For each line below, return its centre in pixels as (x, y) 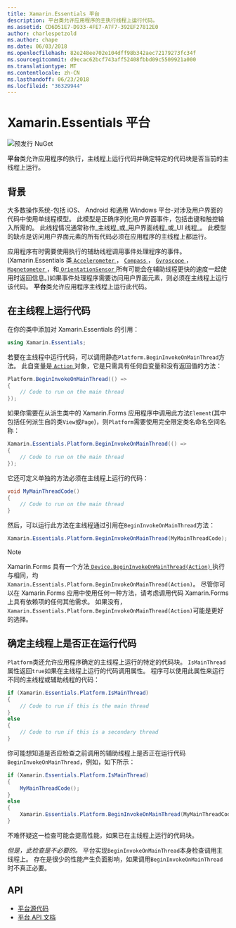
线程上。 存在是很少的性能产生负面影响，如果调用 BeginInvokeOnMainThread (115, 859)
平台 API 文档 (37, 917)
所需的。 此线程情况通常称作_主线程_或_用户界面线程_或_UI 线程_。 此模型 (120, 227)
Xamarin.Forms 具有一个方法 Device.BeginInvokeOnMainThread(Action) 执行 (116, 567)
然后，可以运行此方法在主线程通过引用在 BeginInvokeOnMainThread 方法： (111, 525)
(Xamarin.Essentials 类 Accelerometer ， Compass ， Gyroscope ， (100, 260)
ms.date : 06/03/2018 (38, 46)
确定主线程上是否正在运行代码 (72, 644)
